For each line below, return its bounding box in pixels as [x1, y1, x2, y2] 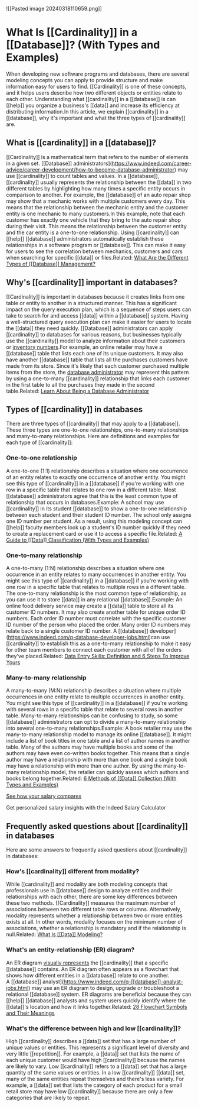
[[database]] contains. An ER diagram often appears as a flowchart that [6, 965, 179, 972]
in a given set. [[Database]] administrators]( [6, 160, 112, 167]
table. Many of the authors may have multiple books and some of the [6, 743, 173, 750]
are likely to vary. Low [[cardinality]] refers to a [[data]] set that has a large [6, 1063, 187, 1070]
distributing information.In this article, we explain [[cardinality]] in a [6, 108, 169, 115]
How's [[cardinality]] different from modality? [6, 868, 140, 875]
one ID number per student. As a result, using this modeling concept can [6, 517, 183, 525]
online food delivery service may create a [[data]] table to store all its [6, 602, 174, 609]
